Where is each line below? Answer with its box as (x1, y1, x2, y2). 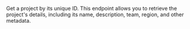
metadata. (6, 17, 31, 24)
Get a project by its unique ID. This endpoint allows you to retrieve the (6, 5, 177, 12)
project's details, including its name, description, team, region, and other (6, 11, 184, 18)
